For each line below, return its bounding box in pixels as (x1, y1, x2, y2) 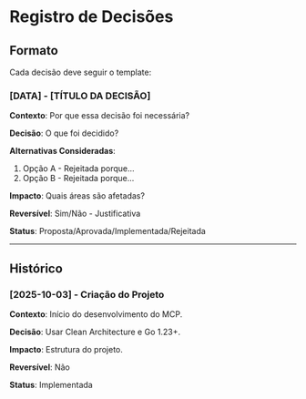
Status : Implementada (9, 379, 93, 390)
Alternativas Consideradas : (9, 146, 116, 157)
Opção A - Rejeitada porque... (22, 163, 135, 174)
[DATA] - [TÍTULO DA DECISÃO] (9, 89, 151, 102)
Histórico (9, 261, 64, 276)
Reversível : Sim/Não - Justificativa (9, 208, 141, 220)
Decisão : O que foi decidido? (9, 128, 119, 138)
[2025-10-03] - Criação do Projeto (9, 288, 165, 301)
